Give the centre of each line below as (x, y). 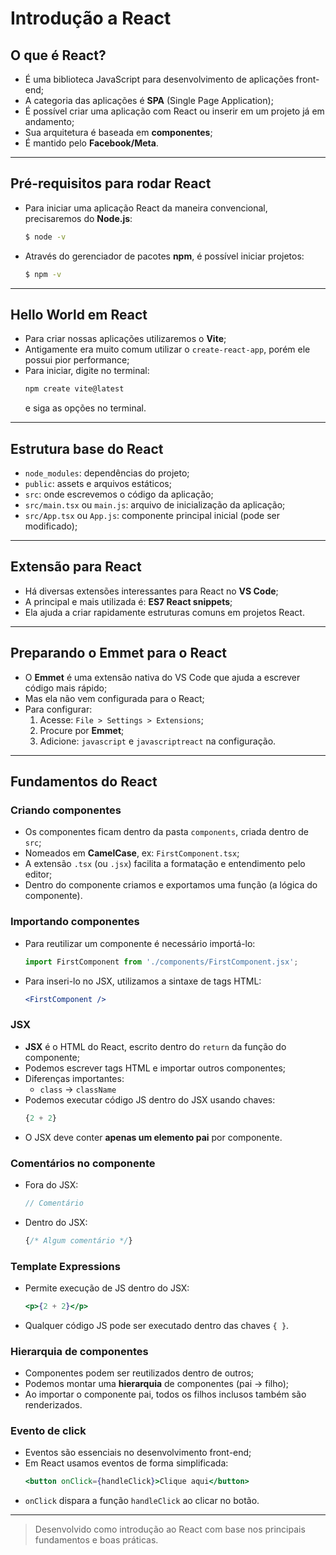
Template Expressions (65, 1266)
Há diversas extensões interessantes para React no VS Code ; (151, 591)
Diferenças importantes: (74, 1078)
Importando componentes (75, 922)
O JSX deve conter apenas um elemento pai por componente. (153, 1137)
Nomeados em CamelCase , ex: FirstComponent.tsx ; (132, 853)
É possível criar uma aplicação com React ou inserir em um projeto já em (174, 111)
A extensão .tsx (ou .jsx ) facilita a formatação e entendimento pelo (165, 864)
